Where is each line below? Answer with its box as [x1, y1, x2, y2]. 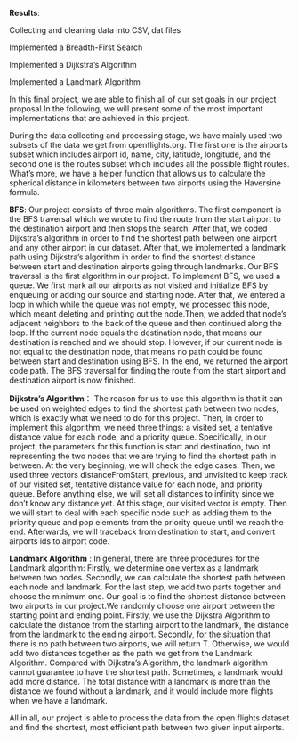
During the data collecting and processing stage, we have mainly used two [9, 130, 283, 141]
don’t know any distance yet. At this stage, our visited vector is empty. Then [9, 498, 287, 508]
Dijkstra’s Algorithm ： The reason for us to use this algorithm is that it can [9, 393, 283, 404]
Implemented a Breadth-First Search [9, 42, 143, 53]
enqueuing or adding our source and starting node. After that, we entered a [9, 290, 286, 300]
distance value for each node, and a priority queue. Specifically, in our [9, 432, 267, 442]
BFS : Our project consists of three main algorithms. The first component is [9, 204, 282, 215]
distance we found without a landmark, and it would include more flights [9, 686, 274, 696]
